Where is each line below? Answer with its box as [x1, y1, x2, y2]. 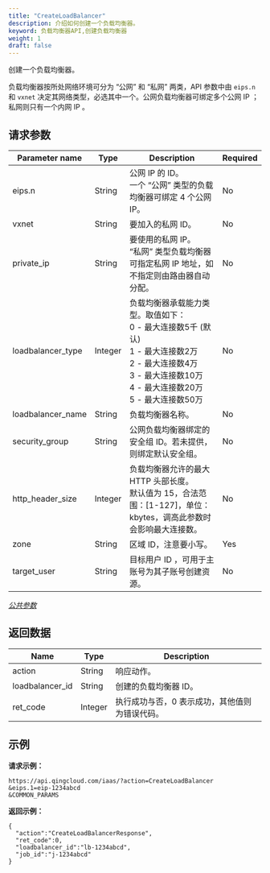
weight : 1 [8, 34, 42, 43]
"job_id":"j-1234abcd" [15, 850, 92, 859]
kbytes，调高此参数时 [129, 511, 211, 523]
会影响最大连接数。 [129, 523, 202, 535]
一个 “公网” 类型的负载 [129, 179, 214, 190]
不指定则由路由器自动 [129, 270, 211, 281]
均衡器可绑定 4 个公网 [129, 191, 212, 202]
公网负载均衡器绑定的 [129, 424, 211, 435]
